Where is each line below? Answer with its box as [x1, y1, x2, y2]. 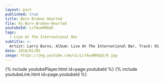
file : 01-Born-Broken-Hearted [5, 21, 67, 26]
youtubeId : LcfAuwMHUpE [5, 26, 54, 30]
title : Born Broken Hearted [5, 16, 63, 21]
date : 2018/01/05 [5, 48, 41, 53]
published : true [5, 12, 38, 17]
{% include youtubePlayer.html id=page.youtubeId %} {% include [5, 66, 137, 72]
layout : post [5, 7, 32, 12]
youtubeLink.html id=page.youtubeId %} [5, 72, 87, 78]
